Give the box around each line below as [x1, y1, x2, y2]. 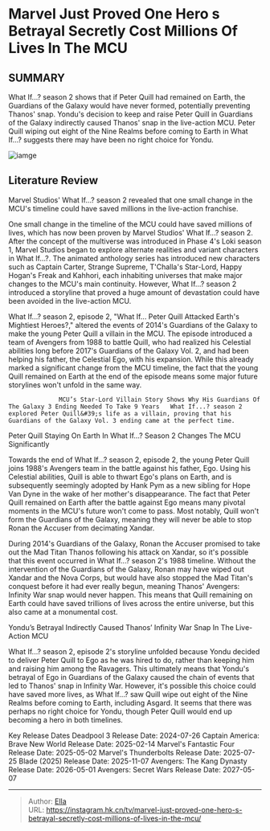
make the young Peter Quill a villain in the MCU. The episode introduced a [8, 329, 253, 338]
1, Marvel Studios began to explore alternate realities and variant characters [8, 244, 259, 254]
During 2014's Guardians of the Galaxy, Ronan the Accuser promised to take [8, 538, 261, 548]
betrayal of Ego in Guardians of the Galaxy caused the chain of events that [8, 672, 255, 682]
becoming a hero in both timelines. [8, 714, 123, 724]
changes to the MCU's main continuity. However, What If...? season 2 [8, 279, 237, 289]
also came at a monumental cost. [8, 607, 118, 616]
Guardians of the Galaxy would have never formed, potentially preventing [8, 101, 251, 110]
